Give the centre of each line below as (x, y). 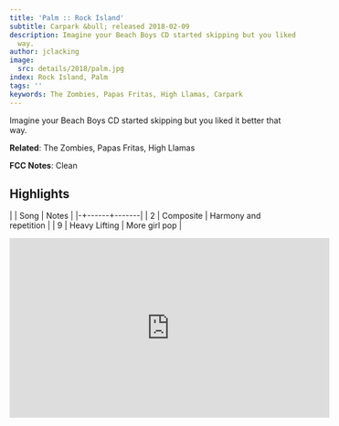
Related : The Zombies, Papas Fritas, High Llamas (102, 148)
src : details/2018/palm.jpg (71, 69)
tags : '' (26, 86)
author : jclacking (44, 52)
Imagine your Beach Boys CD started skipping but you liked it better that (145, 120)
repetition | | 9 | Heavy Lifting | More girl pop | (96, 225)
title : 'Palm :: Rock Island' (67, 18)
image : (22, 60)
